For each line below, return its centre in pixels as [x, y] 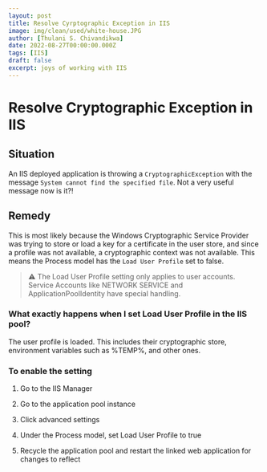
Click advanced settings [60, 420]
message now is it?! [41, 190]
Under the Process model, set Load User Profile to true [111, 435]
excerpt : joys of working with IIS [68, 68]
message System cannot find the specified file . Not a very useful [121, 182]
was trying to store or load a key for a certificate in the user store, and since [133, 244]
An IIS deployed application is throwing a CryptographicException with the [130, 173]
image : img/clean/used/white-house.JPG [75, 31]
